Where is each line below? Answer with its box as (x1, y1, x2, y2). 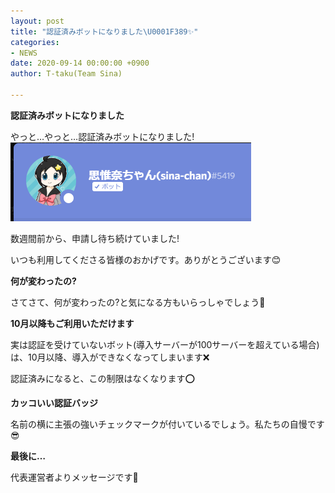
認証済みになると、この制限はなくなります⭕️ (10, 372, 196, 384)
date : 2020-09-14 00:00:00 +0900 (10, 58, 150, 69)
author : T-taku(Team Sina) (10, 69, 123, 79)
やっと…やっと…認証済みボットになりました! (10, 130, 195, 142)
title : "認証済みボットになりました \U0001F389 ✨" (10, 26, 199, 37)
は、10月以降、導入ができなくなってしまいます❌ (10, 351, 210, 363)
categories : (10, 37, 60, 47)
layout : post (10, 16, 65, 26)
